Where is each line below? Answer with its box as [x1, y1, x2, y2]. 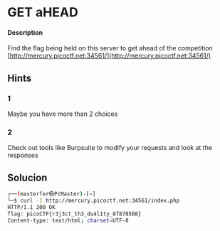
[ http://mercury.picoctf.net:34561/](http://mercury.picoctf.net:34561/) [7, 51, 211, 60]
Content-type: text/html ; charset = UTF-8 [7, 217, 130, 224]
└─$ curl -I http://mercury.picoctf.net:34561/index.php [7, 197, 180, 205]
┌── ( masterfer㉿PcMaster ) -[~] [7, 190, 96, 198]
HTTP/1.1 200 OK [7, 203, 56, 210]
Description [7, 28, 43, 36]
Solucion [7, 171, 48, 183]
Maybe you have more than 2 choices [7, 109, 118, 118]
